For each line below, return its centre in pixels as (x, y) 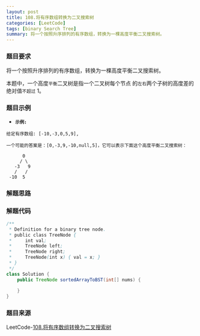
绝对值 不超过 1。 (26, 91)
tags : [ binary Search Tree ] (41, 29)
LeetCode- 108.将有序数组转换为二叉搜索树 (59, 327)
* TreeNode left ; (36, 246)
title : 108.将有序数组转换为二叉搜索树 (50, 17)
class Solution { (28, 274)
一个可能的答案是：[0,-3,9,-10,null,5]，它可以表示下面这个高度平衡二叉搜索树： (97, 145)
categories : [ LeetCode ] (36, 23)
